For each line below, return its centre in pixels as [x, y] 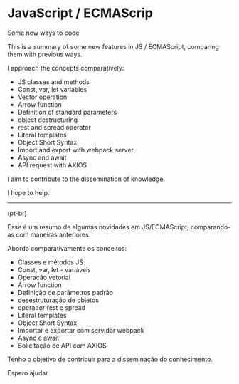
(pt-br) [17, 213]
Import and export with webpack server [75, 150]
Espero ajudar [28, 373]
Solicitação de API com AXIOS [62, 345]
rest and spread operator [54, 127]
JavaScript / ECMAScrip [80, 13]
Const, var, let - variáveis [54, 269]
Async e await [38, 338]
